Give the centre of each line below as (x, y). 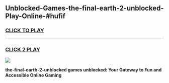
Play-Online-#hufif (35, 16)
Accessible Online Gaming (33, 75)
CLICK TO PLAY (25, 31)
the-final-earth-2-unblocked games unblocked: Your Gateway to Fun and (83, 69)
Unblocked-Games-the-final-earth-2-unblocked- (84, 8)
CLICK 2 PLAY (23, 49)
